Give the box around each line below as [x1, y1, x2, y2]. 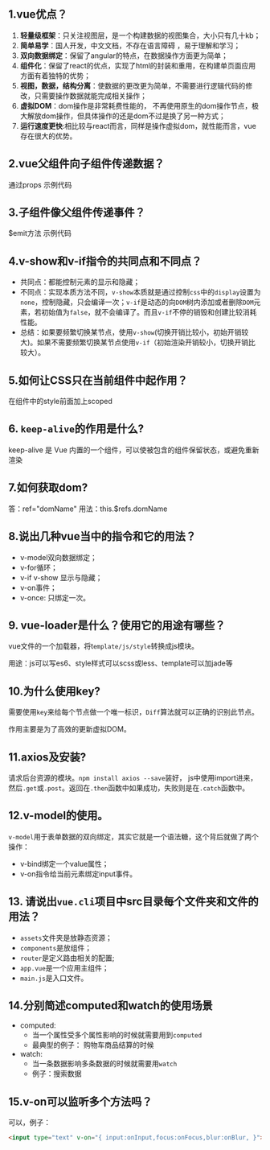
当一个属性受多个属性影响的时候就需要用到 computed [31, 1030, 202, 1040]
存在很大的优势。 [19, 131, 77, 141]
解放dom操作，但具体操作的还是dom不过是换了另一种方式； [27, 111, 227, 121]
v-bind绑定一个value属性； [19, 859, 109, 868]
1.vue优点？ [8, 7, 68, 22]
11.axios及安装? [8, 750, 87, 764]
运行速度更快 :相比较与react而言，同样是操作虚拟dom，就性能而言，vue [19, 121, 257, 130]
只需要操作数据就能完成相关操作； [34, 91, 147, 101]
